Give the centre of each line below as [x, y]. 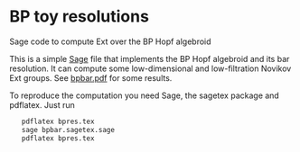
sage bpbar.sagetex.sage [68, 130]
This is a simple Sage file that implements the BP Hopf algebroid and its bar [150, 58]
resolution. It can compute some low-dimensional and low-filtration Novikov [150, 68]
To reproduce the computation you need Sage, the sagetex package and [145, 95]
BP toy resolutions [79, 17]
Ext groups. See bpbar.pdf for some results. [91, 77]
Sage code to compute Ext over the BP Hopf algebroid [110, 41]
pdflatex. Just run [42, 104]
